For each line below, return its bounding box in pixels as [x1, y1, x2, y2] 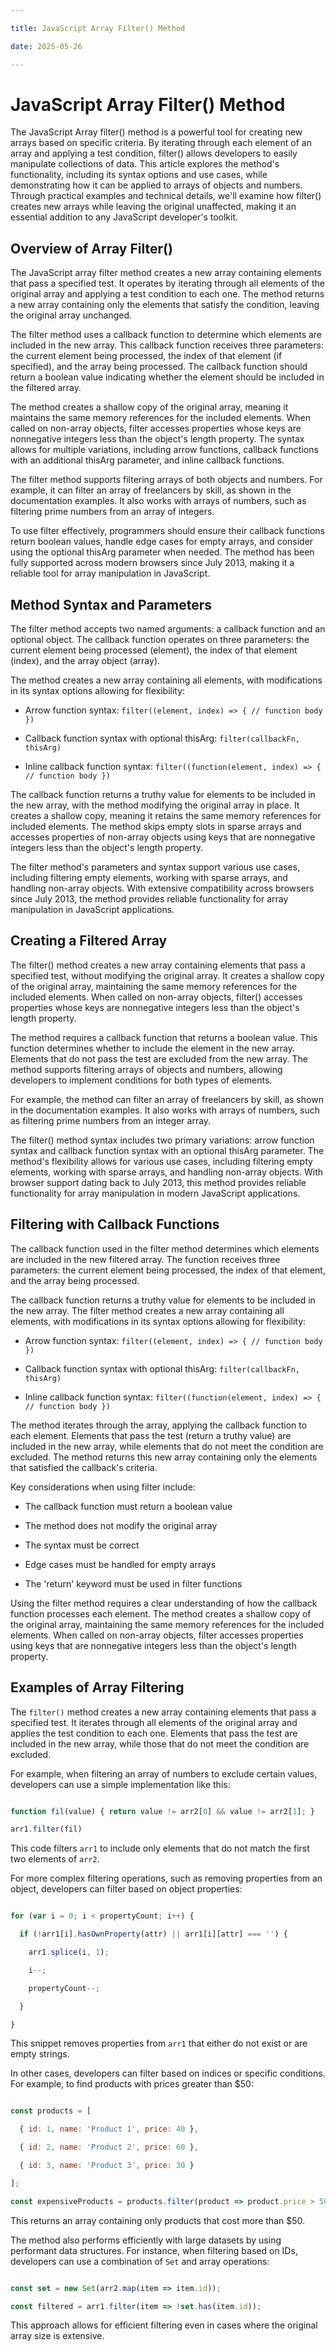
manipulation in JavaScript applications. [10, 904, 175, 916]
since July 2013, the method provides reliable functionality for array [10, 893, 289, 905]
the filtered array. [10, 382, 82, 394]
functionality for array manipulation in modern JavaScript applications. [10, 1187, 301, 1199]
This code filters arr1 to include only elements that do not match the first [10, 1842, 310, 1855]
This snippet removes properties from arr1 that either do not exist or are [10, 2037, 308, 2050]
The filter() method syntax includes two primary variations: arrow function [10, 1134, 315, 1146]
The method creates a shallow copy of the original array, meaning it [10, 401, 289, 413]
